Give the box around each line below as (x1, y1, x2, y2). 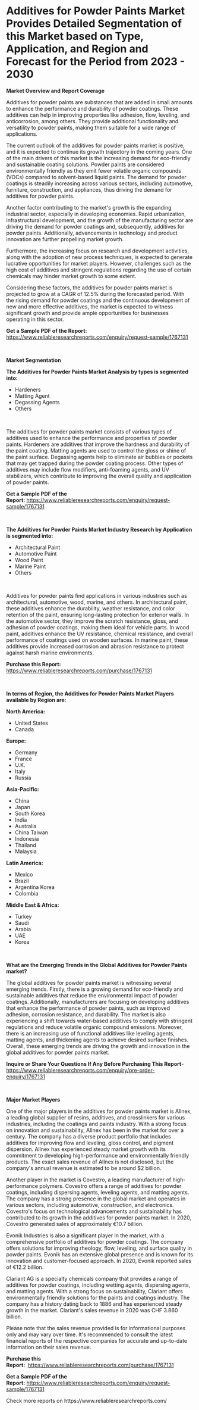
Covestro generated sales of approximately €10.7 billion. (6, 1220, 144, 1227)
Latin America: (6, 859, 43, 866)
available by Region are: (6, 696, 67, 703)
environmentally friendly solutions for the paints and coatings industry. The (6, 1294, 190, 1301)
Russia (14, 774, 31, 781)
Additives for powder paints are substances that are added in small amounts (6, 98, 193, 105)
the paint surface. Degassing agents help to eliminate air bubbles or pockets (6, 453, 193, 460)
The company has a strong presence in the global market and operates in (6, 1195, 186, 1202)
